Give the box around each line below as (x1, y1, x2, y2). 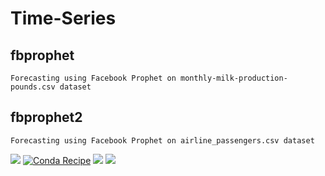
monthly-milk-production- (180, 73, 288, 83)
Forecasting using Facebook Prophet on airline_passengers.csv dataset (10, 135, 315, 146)
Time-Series (10, 7, 117, 30)
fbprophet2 (10, 109, 83, 126)
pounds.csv (10, 82, 56, 92)
